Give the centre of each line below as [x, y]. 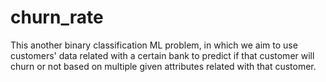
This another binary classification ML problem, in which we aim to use [154, 45]
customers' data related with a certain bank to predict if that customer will [162, 55]
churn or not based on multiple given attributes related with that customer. [163, 66]
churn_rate [57, 17]
